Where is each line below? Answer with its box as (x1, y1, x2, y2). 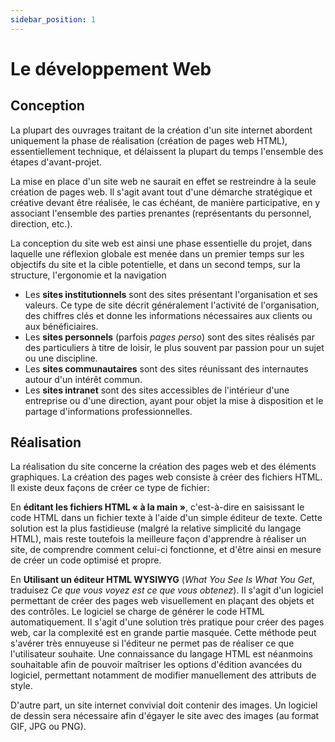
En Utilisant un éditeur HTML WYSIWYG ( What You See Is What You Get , (10, 574, 315, 586)
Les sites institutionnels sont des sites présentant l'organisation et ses (24, 288, 318, 300)
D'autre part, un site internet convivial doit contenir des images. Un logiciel (10, 699, 318, 711)
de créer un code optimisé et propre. (10, 554, 162, 566)
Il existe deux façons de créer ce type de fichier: (10, 482, 210, 494)
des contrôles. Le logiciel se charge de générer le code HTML (10, 606, 265, 618)
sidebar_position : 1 (10, 14, 97, 25)
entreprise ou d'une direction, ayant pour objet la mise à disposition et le (24, 394, 324, 406)
